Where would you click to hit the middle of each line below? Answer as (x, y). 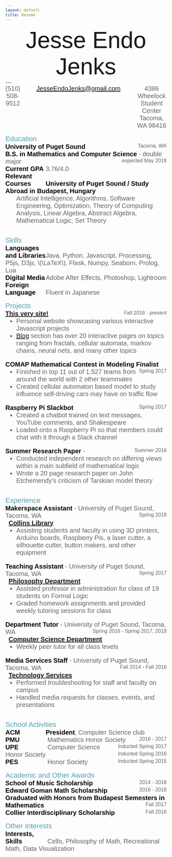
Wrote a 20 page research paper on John (74, 473)
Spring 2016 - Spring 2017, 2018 (130, 631)
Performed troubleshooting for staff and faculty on (86, 683)
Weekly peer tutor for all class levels (67, 647)
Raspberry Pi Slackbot (39, 408)
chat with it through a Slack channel (67, 437)
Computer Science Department (55, 639)
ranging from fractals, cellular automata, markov (84, 343)
